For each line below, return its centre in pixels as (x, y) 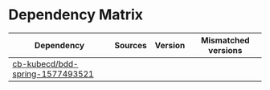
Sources (131, 45)
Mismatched (225, 40)
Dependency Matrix (76, 15)
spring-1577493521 (53, 74)
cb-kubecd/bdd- (45, 63)
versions (225, 50)
